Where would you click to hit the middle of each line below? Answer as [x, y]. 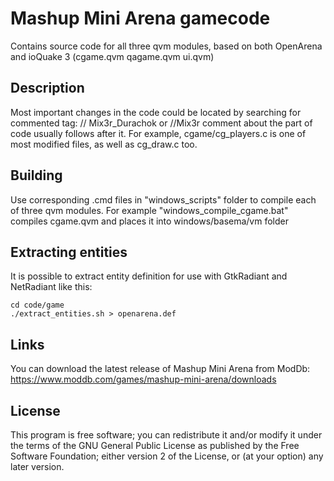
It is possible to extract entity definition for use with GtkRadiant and [149, 276]
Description [47, 88]
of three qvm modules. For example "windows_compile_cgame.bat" [149, 210]
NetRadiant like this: [51, 287]
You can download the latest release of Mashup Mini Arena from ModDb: [160, 369]
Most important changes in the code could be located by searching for [156, 112]
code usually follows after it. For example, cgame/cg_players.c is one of [158, 133]
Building [36, 175]
